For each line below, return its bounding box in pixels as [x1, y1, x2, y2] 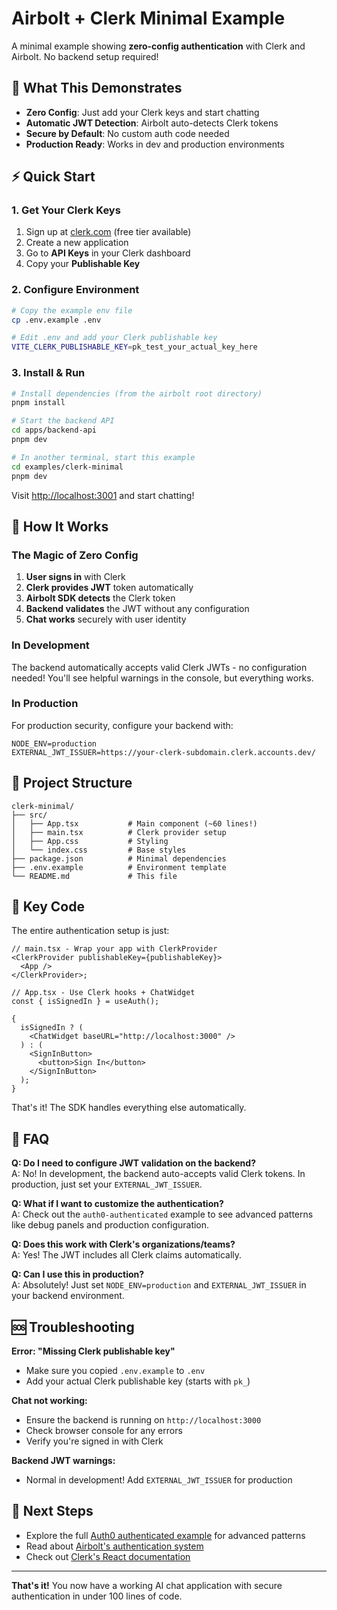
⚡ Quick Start [11, 168, 96, 186]
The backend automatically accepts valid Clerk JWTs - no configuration [11, 661, 308, 673]
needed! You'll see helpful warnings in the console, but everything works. [11, 672, 314, 684]
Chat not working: [11, 1395, 88, 1407]
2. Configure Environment [11, 283, 140, 297]
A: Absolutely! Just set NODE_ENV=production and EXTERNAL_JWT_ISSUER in [11, 1279, 307, 1291]
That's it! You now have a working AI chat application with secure [11, 1579, 283, 1591]
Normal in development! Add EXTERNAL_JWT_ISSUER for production [25, 1474, 293, 1486]
